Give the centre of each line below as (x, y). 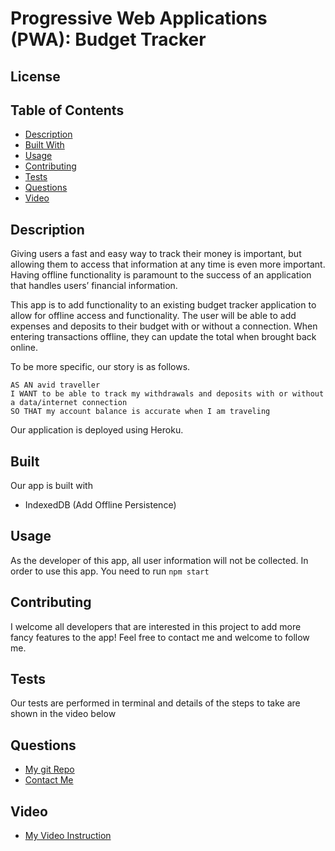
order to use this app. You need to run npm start (110, 571)
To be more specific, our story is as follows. (100, 367)
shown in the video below (63, 714)
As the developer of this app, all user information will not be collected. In (159, 560)
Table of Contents (67, 110)
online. (24, 348)
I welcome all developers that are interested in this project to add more (156, 626)
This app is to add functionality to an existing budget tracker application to (163, 305)
